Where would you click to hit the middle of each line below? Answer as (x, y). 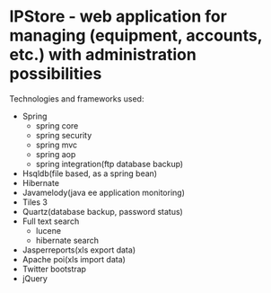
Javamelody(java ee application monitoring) (104, 192)
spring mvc (57, 145)
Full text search (51, 221)
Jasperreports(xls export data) (79, 250)
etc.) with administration (103, 55)
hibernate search (67, 240)
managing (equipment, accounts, (136, 36)
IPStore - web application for (118, 17)
